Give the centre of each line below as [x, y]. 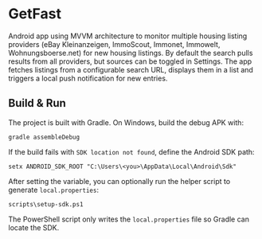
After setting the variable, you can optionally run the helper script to [119, 181]
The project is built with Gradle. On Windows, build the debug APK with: [126, 122]
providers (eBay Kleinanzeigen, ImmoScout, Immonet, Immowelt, [114, 44]
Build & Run [37, 103]
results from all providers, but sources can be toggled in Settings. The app [130, 61]
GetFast [35, 14]
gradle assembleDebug [44, 137]
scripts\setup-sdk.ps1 [46, 204]
